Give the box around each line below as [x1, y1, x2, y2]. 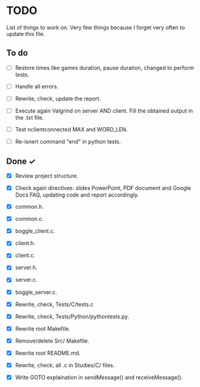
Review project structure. [15, 172, 78, 180]
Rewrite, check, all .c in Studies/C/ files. [15, 361, 115, 369]
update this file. [6, 30, 46, 37]
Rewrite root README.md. [15, 349, 81, 357]
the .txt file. [15, 114, 44, 121]
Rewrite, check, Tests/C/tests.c [15, 301, 94, 308]
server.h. [15, 264, 38, 271]
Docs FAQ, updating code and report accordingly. [15, 191, 139, 198]
